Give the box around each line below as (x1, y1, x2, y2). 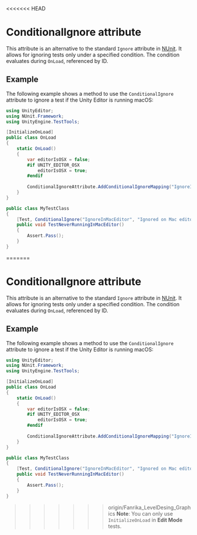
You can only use (131, 510, 173, 517)
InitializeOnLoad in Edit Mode (108, 516, 183, 523)
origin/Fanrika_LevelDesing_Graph (108, 504, 191, 511)
